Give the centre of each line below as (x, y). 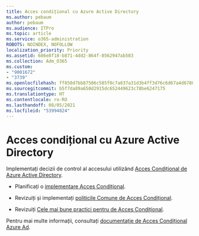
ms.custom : (20, 67)
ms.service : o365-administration (47, 39)
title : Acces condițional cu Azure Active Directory (73, 12)
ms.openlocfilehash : (32, 83)
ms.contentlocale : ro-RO (37, 99)
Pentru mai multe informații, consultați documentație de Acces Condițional (97, 221)
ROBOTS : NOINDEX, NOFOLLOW (39, 45)
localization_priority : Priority (47, 50)
